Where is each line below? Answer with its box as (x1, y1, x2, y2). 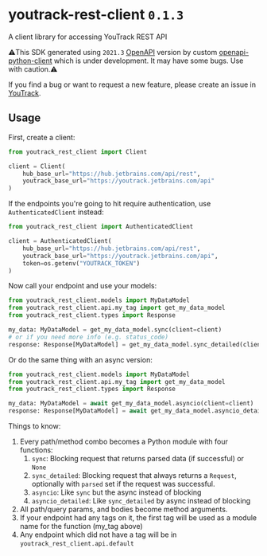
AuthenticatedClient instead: (8, 207, 105, 217)
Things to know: (8, 421, 61, 431)
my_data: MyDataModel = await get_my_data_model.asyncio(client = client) (8, 400, 254, 408)
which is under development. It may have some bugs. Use (54, 56, 244, 65)
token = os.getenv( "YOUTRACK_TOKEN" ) (22, 259, 141, 268)
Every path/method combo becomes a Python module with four (19, 437, 228, 446)
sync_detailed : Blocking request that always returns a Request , (31, 471, 237, 480)
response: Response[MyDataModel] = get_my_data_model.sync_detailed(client (8, 340, 265, 348)
